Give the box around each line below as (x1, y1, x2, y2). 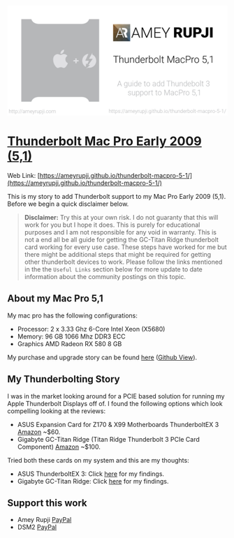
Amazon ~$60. (17, 428, 61, 436)
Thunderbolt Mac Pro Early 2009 (7, 133, 203, 149)
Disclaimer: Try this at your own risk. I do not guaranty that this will (24, 213, 219, 221)
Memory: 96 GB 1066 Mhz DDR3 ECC (17, 332, 126, 341)
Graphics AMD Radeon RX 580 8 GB (17, 339, 122, 348)
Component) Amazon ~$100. (17, 442, 101, 451)
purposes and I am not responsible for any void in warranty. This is (24, 227, 217, 236)
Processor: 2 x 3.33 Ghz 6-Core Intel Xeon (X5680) (17, 324, 166, 333)
